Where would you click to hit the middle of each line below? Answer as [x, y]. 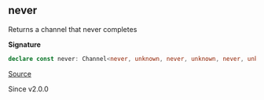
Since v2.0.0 [28, 89]
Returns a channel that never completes [73, 29]
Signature [25, 45]
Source [20, 73]
